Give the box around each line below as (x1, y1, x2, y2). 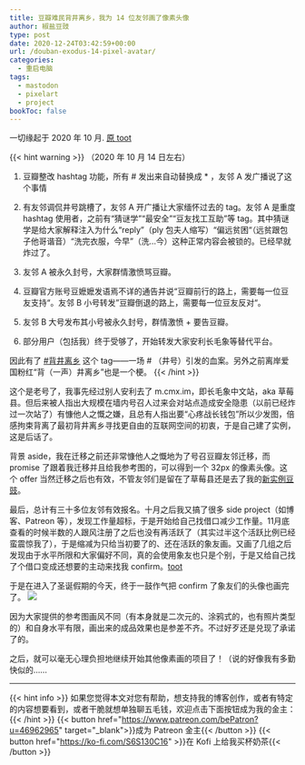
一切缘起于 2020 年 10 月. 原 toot (9, 133, 132, 144)
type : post (9, 30, 51, 39)
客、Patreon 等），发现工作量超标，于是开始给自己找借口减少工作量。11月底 (9, 516, 290, 527)
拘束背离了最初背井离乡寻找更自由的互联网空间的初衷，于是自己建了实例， (16, 420, 296, 431)
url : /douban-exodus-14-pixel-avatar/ (9, 47, 156, 56)
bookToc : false (9, 106, 67, 116)
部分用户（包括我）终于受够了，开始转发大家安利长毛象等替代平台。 (22, 336, 278, 347)
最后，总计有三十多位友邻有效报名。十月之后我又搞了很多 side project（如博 (9, 504, 295, 515)
